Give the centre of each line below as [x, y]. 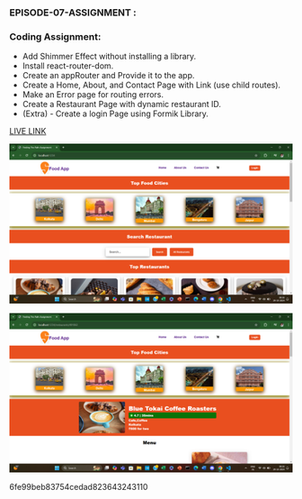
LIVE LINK [28, 132]
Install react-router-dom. [68, 66]
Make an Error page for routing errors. [93, 95]
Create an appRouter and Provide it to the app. [108, 76]
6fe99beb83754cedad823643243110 [79, 487]
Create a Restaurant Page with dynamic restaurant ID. [122, 104]
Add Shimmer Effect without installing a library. [109, 57]
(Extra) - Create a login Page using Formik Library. [115, 113]
